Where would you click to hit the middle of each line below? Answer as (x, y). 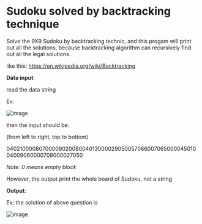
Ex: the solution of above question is (52, 202)
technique (33, 24)
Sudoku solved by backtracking (89, 11)
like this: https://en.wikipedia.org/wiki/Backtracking (71, 66)
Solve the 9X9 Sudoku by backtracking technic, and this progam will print (99, 41)
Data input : (21, 78)
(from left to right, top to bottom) (47, 137)
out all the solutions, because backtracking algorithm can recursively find (99, 48)
